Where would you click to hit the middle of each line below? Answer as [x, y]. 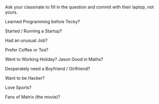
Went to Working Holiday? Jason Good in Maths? [54, 59]
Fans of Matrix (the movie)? [33, 97]
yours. [11, 12]
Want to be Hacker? [25, 78]
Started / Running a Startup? [34, 31]
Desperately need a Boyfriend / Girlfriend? [48, 69]
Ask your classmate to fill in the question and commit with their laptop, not [79, 7]
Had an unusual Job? [26, 40]
